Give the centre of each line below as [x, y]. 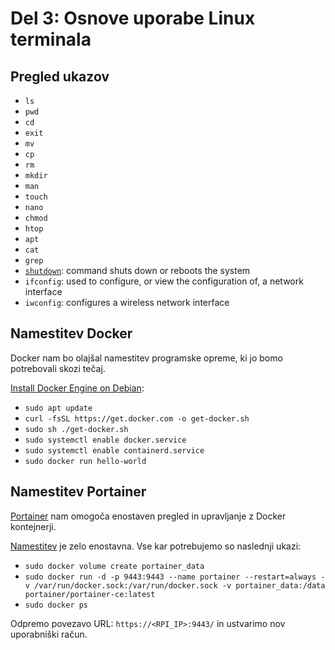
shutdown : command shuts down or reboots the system [137, 270]
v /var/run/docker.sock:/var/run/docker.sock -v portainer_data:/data [175, 585]
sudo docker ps [56, 605]
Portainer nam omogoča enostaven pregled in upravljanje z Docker [148, 516]
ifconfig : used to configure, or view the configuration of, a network [164, 281]
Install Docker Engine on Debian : [77, 388]
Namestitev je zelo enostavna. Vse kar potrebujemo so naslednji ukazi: [156, 546]
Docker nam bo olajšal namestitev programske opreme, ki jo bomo [146, 358]
